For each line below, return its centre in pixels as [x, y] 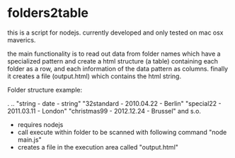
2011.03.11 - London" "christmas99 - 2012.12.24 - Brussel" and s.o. [104, 111]
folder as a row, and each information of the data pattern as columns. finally [118, 68]
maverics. [22, 39]
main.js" [29, 140]
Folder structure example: [45, 90]
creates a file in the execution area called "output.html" [98, 147]
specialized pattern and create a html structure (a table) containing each [113, 61]
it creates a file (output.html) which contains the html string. [94, 76]
